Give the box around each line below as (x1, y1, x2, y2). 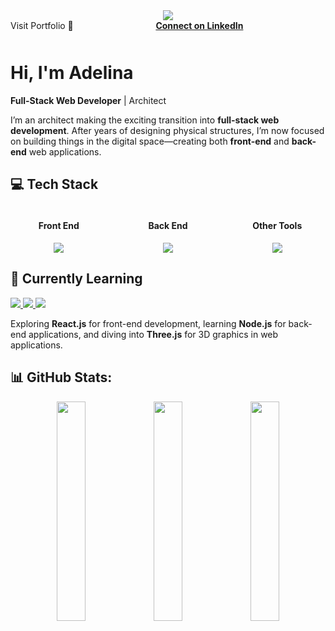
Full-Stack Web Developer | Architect (10, 94, 167, 106)
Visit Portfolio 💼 (10, 20, 74, 31)
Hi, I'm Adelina (10, 62, 134, 84)
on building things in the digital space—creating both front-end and (10, 135, 290, 147)
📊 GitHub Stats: (10, 369, 113, 386)
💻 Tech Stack (10, 176, 99, 193)
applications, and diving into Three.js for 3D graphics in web (28, 328, 279, 340)
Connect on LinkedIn (155, 20, 244, 31)
